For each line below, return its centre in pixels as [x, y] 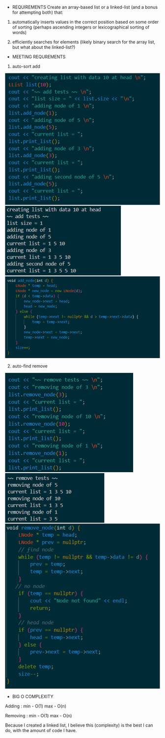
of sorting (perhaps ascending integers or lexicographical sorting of [81, 27]
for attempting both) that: [38, 12]
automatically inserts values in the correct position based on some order [85, 22]
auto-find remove [30, 366]
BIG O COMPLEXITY [33, 697]
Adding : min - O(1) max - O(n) [36, 706]
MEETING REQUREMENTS [39, 57]
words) [19, 32]
